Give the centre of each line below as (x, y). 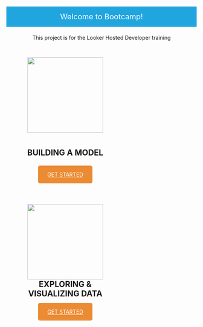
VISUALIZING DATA (65, 294)
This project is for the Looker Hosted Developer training (101, 38)
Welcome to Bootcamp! (101, 17)
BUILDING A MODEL (65, 153)
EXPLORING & (65, 284)
